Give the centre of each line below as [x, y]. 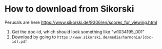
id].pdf [19, 41]
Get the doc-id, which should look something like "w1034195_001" [78, 32]
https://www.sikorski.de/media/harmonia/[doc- [105, 37]
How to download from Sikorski [70, 9]
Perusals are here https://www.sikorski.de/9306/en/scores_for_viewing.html [81, 22]
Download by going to [34, 37]
